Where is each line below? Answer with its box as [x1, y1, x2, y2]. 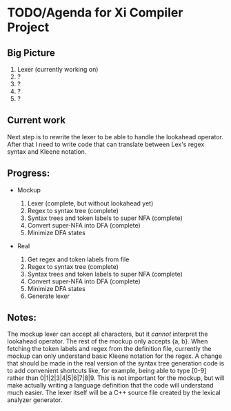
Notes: [7, 312, 37, 323]
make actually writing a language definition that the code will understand [7, 381, 214, 390]
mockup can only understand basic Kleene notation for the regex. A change [7, 352, 223, 360]
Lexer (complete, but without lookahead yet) [27, 199, 154, 208]
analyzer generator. [7, 396, 63, 404]
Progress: [7, 168, 50, 179]
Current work [7, 114, 66, 126]
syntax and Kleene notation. [7, 147, 87, 156]
